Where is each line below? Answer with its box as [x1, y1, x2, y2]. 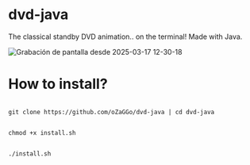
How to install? [8, 75, 109, 93]
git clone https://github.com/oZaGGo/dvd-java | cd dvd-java [8, 108, 215, 116]
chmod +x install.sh [8, 129, 77, 136]
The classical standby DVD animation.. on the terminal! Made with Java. [8, 32, 243, 41]
